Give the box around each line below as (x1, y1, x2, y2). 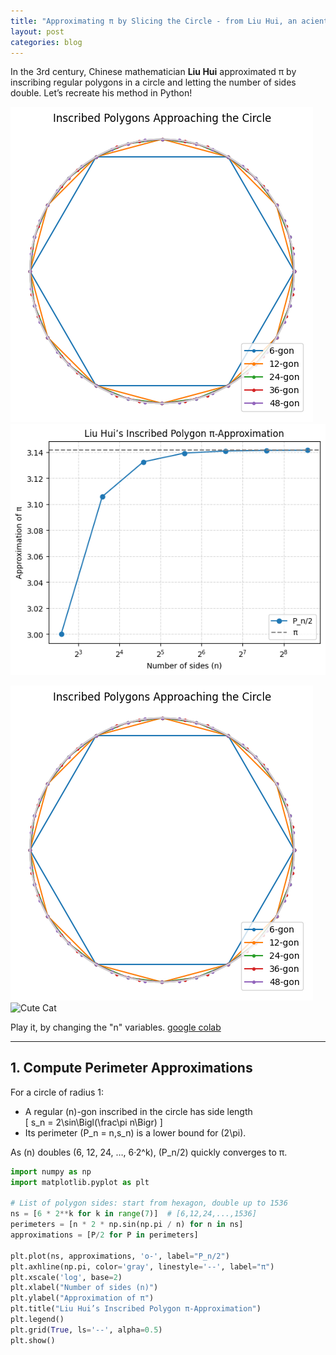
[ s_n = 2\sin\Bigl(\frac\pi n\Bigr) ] (24, 1116, 163, 1128)
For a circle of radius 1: (10, 1086, 104, 1098)
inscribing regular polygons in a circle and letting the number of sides (10, 76, 297, 89)
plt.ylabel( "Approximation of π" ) (10, 1293, 155, 1304)
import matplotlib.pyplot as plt (10, 1177, 150, 1187)
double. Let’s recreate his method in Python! (10, 87, 193, 99)
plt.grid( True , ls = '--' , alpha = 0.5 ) (10, 1325, 163, 1335)
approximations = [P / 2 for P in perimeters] (10, 1230, 199, 1240)
